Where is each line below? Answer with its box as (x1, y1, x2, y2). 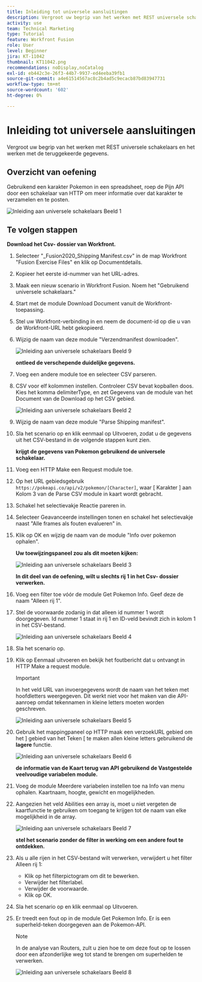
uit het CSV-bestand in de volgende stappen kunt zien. (15, 436, 152, 444)
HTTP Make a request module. (15, 663, 92, 670)
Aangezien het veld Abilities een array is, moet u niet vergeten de (15, 800, 177, 807)
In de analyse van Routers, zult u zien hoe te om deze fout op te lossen (15, 944, 191, 951)
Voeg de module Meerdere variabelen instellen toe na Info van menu (15, 782, 185, 789)
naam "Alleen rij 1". (15, 597, 62, 605)
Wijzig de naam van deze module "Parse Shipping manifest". (15, 418, 165, 426)
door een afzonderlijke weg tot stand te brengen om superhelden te (15, 951, 183, 958)
